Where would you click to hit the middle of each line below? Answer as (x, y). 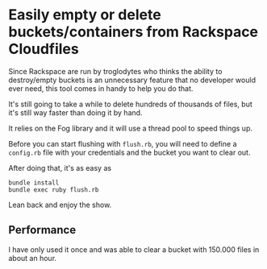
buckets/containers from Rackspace (133, 32)
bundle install (34, 183)
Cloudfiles (44, 49)
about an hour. (33, 258)
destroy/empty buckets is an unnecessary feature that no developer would (132, 80)
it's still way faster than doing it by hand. (75, 112)
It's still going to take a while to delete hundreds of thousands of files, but (130, 104)
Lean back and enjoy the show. (60, 205)
